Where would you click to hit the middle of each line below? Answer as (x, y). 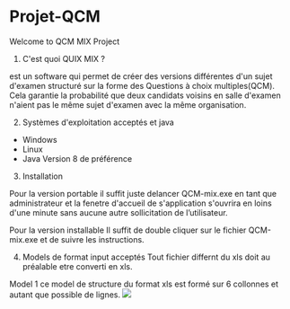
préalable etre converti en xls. (77, 266)
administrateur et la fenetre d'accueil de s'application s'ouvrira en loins (141, 203)
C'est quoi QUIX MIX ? (64, 58)
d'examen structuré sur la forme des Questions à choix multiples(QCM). (142, 85)
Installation (43, 176)
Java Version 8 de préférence (77, 158)
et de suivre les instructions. (92, 239)
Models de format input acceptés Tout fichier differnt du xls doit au (146, 257)
